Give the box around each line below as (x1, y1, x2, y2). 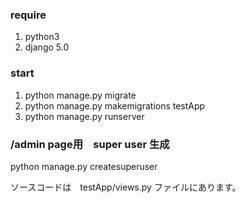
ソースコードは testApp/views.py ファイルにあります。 (10, 181, 242, 193)
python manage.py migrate (24, 89, 137, 101)
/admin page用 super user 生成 (10, 137, 170, 151)
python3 (24, 31, 60, 43)
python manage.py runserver (24, 110, 145, 122)
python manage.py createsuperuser (10, 160, 158, 172)
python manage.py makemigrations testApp (24, 99, 206, 112)
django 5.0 (24, 41, 70, 53)
